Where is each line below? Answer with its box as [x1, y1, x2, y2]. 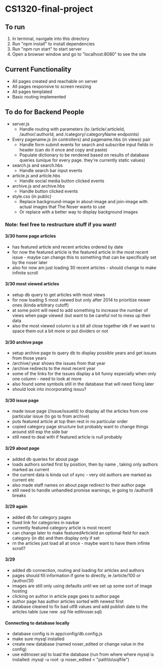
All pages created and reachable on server [12, 78, 98, 84]
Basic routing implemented [12, 94, 66, 99]
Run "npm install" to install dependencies [12, 41, 95, 47]
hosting [12, 588, 28, 594]
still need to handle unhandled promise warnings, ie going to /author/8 [12, 487, 153, 493]
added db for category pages [12, 514, 72, 520]
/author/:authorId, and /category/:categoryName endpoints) [19, 131, 140, 137]
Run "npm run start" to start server [12, 46, 82, 52]
